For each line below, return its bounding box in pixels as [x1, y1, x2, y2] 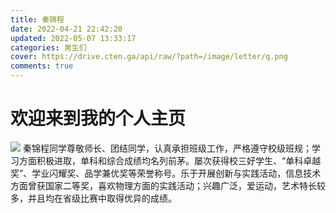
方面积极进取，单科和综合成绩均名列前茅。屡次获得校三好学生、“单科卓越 [18, 154, 322, 166]
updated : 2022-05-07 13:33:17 [10, 33, 137, 43]
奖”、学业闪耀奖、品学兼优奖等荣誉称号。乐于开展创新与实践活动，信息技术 [10, 167, 322, 179]
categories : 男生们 [10, 42, 87, 53]
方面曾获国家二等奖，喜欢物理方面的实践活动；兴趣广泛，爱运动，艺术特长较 [10, 179, 326, 191]
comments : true [10, 61, 74, 71]
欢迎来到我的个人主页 [10, 107, 187, 130]
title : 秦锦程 [10, 14, 65, 25]
